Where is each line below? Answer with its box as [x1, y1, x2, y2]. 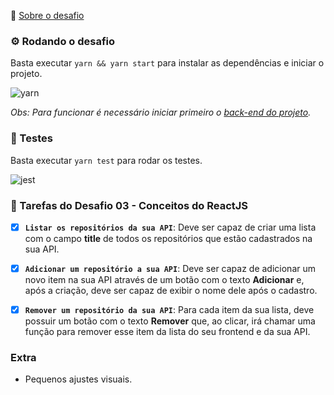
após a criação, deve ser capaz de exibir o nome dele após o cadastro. [24, 285, 318, 297]
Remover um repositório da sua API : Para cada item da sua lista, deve [24, 304, 315, 316]
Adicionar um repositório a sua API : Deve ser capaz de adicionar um [24, 262, 317, 274]
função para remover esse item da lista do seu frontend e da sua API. [24, 326, 311, 338]
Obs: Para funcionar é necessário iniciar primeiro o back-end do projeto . [10, 106, 312, 119]
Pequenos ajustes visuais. [24, 373, 133, 385]
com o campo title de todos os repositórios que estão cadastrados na [24, 232, 313, 244]
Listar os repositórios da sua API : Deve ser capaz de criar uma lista [24, 221, 317, 233]
